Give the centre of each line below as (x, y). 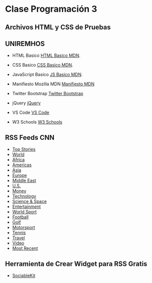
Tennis (19, 233)
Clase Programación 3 (51, 9)
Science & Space (29, 202)
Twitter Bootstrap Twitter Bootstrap (48, 94)
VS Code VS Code (31, 113)
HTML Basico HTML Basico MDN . (46, 55)
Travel (19, 238)
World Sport (24, 212)
